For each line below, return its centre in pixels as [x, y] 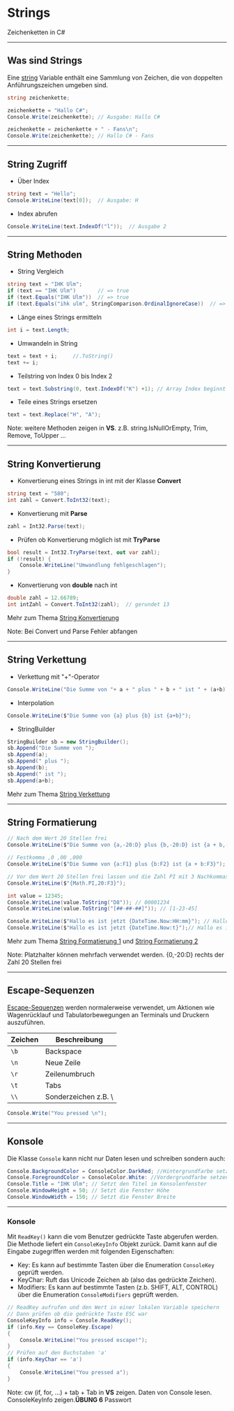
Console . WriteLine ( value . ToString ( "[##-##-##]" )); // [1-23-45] [102, 909]
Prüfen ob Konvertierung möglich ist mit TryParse [88, 540]
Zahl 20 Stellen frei [34, 962]
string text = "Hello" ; [42, 193]
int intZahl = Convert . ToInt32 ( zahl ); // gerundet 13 [88, 605]
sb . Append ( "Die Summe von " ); [51, 748]
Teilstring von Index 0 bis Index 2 [65, 376]
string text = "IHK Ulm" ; [45, 284]
